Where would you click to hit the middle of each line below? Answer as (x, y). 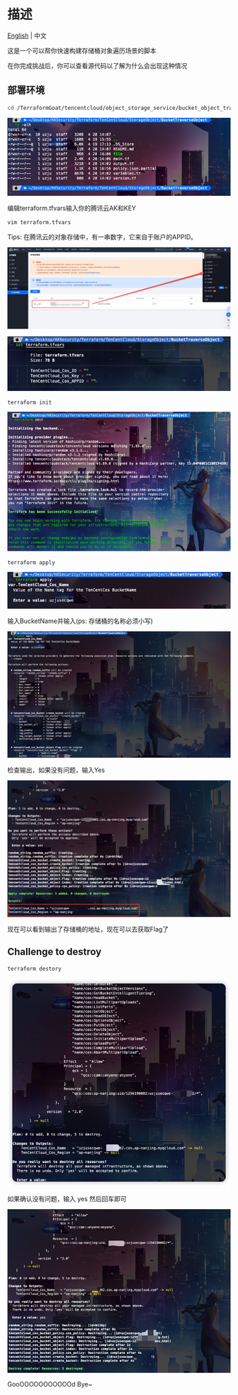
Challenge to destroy (55, 952)
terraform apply (31, 562)
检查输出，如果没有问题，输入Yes (56, 770)
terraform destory (34, 969)
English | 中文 (27, 35)
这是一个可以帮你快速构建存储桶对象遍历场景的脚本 (82, 50)
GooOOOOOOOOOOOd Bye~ (50, 1384)
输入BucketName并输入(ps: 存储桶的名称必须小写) (80, 621)
